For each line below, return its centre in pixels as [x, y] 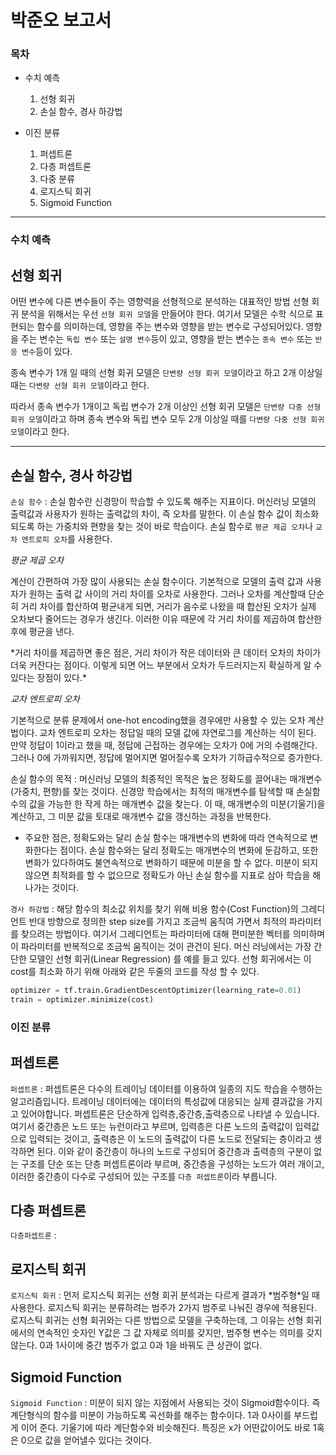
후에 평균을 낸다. [42, 632]
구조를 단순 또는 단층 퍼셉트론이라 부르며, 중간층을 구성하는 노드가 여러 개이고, [172, 1163]
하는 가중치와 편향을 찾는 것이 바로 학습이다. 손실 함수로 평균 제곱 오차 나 [175, 527]
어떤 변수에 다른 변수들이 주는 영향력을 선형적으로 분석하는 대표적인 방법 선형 [160, 302]
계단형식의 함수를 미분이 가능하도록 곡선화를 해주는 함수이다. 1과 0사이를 [151, 1415]
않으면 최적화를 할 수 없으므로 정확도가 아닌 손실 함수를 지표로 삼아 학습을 [167, 875]
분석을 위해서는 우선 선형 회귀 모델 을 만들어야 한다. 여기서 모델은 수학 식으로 [167, 314]
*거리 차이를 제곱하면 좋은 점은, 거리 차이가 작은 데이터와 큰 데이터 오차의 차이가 [166, 653]
